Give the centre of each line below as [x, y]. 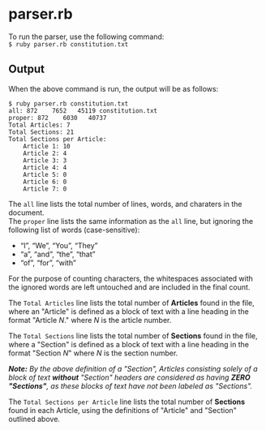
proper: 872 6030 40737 [58, 118]
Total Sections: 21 [41, 132]
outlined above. [34, 419]
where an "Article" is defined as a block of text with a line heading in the [129, 311]
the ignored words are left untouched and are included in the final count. [129, 287]
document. [26, 213]
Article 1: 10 [47, 146]
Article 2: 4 [45, 153]
